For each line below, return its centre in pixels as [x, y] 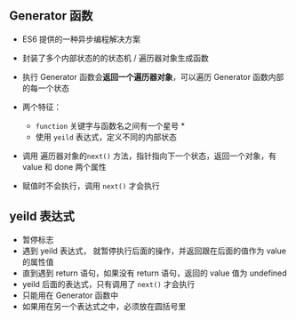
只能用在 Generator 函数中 [70, 295]
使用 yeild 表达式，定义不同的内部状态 [106, 137]
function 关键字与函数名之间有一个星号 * [110, 125]
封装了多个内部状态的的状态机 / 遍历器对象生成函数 [115, 58]
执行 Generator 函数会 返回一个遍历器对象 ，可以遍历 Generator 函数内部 [153, 76]
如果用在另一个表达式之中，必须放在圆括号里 [104, 306]
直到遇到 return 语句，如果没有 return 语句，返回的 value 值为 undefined [154, 273]
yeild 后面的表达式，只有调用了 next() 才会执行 [108, 284]
